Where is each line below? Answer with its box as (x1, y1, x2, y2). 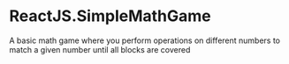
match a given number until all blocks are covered (9, 44, 191, 54)
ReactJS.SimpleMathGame (9, 6, 212, 26)
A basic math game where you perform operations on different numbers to (9, 35, 281, 46)
